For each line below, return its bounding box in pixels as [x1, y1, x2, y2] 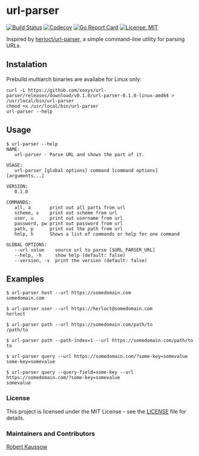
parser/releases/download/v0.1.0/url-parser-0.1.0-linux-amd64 [6, 92, 169, 99]
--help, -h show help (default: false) [14, 252, 126, 258]
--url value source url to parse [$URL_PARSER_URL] [14, 246, 155, 253]
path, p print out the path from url [14, 225, 123, 232]
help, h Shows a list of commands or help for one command [14, 231, 180, 237]
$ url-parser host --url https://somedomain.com [6, 290, 131, 296]
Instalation [6, 59, 47, 70]
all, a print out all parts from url [14, 204, 126, 211]
